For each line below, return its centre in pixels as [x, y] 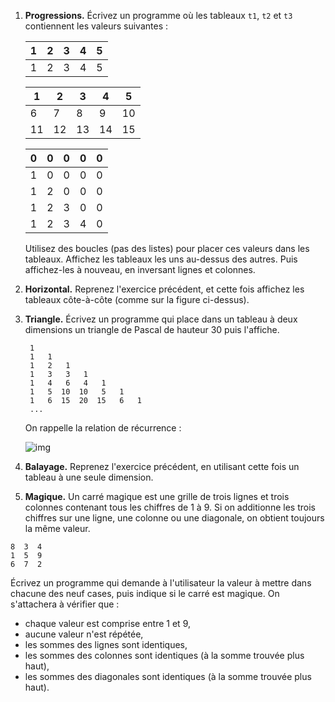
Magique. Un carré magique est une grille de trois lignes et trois [157, 496]
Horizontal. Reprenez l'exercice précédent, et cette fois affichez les [164, 289]
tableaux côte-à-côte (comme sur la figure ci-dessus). [137, 299]
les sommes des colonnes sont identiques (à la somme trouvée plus [164, 655]
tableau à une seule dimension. [89, 477]
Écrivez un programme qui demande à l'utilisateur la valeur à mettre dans [161, 583]
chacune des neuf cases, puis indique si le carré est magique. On [145, 593]
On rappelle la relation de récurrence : [103, 428]
